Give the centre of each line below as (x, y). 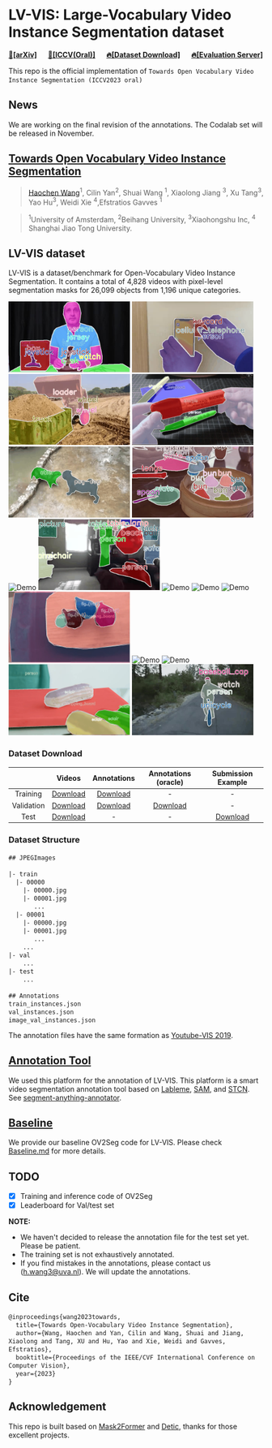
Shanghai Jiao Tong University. (80, 228)
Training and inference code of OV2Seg (86, 1196)
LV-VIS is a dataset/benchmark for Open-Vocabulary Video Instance (122, 273)
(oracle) (170, 782)
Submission (232, 774)
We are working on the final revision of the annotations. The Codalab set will (136, 124)
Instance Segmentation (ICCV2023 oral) (76, 80)
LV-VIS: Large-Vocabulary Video (120, 15)
